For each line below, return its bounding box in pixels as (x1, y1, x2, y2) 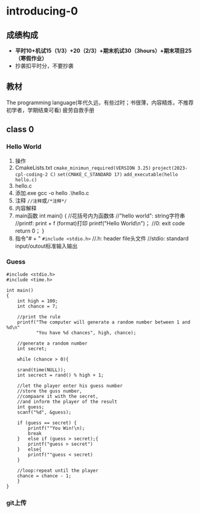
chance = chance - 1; (17, 472, 71, 479)
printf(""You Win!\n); (28, 425, 85, 431)
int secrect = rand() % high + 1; (17, 372, 104, 378)
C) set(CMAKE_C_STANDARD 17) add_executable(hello (50, 171, 178, 177)
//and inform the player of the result (17, 399, 118, 405)
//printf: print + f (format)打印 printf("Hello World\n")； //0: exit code (15, 219, 185, 227)
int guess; (17, 404, 45, 410)
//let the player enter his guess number (17, 383, 123, 389)
